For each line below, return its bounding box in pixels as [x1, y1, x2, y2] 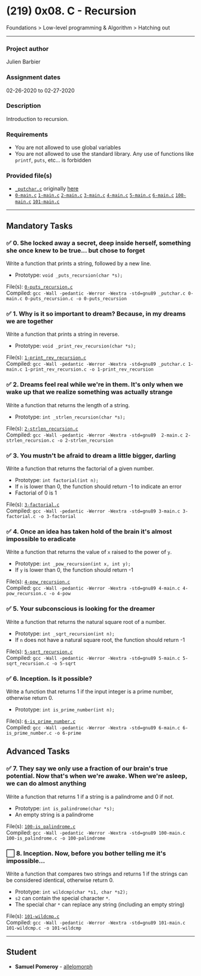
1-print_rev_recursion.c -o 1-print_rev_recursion [25, 366, 154, 372]
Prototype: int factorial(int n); [14, 477, 99, 483]
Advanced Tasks [6, 747, 70, 757]
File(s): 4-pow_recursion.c [6, 578, 71, 585]
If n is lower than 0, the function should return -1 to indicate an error [14, 483, 182, 490]
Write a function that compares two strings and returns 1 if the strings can [6, 870, 188, 877]
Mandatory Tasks [6, 220, 73, 231]
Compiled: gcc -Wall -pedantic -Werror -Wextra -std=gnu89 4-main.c [6, 584, 181, 592]
